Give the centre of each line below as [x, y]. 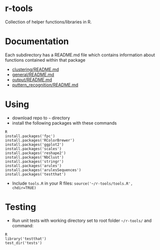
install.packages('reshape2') [36, 153]
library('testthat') [26, 239]
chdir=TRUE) [24, 188]
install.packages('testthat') [36, 174]
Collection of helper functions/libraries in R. [48, 22]
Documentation [37, 41]
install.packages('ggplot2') [34, 144]
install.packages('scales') [33, 149]
